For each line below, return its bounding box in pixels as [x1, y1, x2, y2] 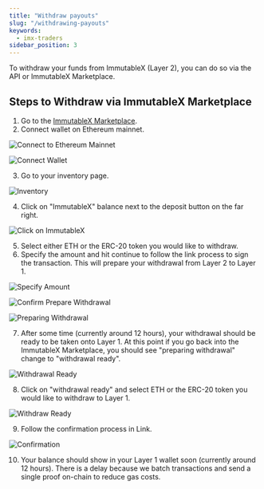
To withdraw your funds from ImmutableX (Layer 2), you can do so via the [9, 63, 252, 73]
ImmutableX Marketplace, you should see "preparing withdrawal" [20, 345, 236, 355]
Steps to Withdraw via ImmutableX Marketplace [9, 95, 252, 108]
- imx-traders [16, 34, 63, 42]
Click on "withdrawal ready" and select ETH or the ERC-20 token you [20, 384, 248, 394]
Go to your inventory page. [20, 171, 109, 180]
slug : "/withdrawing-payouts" [9, 19, 110, 27]
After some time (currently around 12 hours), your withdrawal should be [20, 328, 256, 337]
